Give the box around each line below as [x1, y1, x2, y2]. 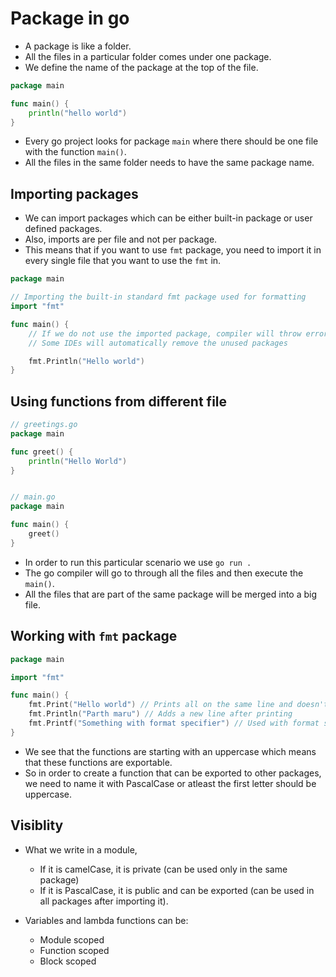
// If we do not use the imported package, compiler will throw [28, 328, 302, 339]
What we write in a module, [24, 843, 138, 856]
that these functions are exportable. [24, 756, 173, 768]
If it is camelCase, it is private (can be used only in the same [39, 863, 288, 875]
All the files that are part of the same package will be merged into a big [24, 588, 318, 600]
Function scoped [39, 944, 110, 956]
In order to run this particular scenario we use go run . [24, 556, 252, 568]
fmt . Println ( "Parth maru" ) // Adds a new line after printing [28, 709, 293, 719]
